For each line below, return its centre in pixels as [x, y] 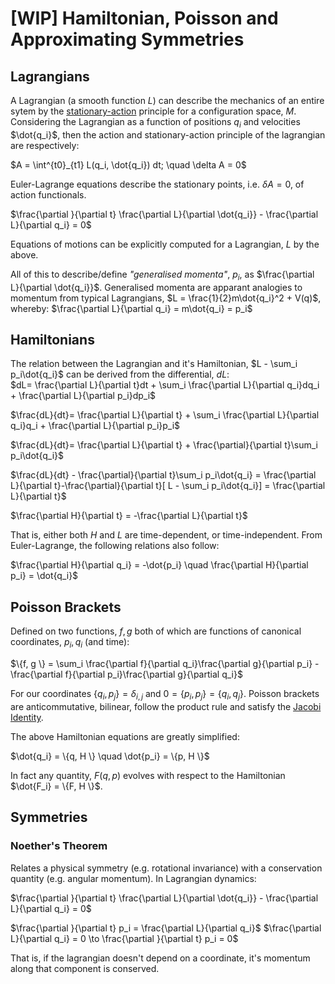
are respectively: [45, 145]
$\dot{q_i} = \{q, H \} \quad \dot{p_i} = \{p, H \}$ [110, 756]
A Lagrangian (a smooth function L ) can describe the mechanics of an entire [167, 100]
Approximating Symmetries [127, 39]
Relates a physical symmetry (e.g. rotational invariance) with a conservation [166, 868]
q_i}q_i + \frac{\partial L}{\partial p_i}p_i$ [95, 426]
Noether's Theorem [59, 846]
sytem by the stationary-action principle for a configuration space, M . [153, 111]
